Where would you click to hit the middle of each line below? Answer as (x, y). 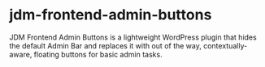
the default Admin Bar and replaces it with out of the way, (105, 45)
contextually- (225, 45)
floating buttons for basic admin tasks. (98, 54)
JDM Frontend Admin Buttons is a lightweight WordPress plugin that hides (133, 37)
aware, (21, 54)
